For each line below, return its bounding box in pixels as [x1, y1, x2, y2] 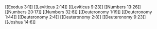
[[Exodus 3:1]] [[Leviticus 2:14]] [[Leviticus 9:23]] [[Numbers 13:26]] [5, 4, 141, 10]
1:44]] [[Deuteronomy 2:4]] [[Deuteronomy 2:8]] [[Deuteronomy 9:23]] [5, 14, 146, 19]
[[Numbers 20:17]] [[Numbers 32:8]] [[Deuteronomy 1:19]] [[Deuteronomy [5, 9, 152, 15]
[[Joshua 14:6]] [5, 19, 36, 25]
